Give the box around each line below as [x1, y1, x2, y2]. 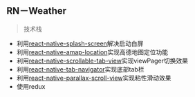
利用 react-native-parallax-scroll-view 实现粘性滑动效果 [16, 74, 171, 82]
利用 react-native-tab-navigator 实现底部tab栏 [16, 65, 145, 73]
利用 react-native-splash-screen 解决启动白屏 [16, 39, 144, 47]
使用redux [16, 82, 46, 90]
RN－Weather [6, 5, 67, 17]
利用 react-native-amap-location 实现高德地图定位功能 [16, 47, 169, 56]
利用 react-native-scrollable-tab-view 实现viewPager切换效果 [16, 56, 188, 65]
